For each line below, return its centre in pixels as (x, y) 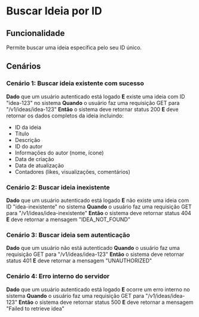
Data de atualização (39, 165)
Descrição (27, 140)
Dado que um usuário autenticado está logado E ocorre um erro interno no (98, 289)
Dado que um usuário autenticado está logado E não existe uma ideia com (98, 200)
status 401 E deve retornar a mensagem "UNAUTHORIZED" (79, 261)
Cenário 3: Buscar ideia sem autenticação (68, 235)
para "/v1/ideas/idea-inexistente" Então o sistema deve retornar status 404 (99, 213)
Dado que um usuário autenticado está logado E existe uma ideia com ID (96, 96)
